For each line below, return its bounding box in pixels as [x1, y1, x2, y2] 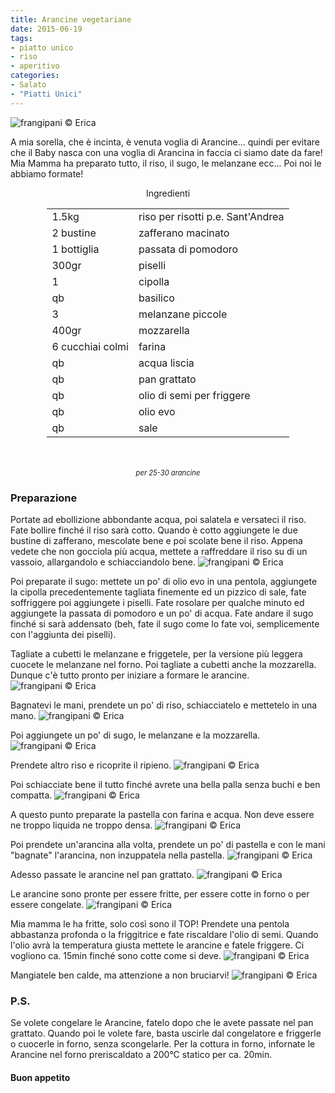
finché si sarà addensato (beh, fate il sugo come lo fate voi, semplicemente [10, 617, 320, 630]
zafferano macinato [138, 226, 230, 240]
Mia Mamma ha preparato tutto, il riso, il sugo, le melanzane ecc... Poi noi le [10, 157, 322, 169]
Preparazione [10, 491, 78, 505]
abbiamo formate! [10, 167, 84, 180]
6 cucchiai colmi [51, 339, 129, 353]
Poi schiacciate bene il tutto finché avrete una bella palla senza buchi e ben [10, 778, 321, 790]
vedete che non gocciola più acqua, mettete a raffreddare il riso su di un [10, 545, 308, 557]
